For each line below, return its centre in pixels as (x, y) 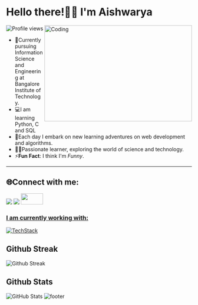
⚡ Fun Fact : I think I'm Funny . (49, 155)
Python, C (27, 124)
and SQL (25, 130)
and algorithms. (34, 143)
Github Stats (29, 282)
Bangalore (27, 84)
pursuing (25, 46)
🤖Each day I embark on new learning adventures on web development (100, 137)
